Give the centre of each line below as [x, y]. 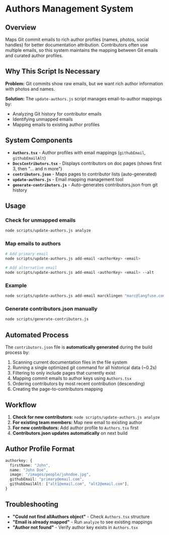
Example [16, 285]
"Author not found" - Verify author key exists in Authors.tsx [75, 527]
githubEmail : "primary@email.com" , [47, 480]
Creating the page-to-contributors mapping [58, 389]
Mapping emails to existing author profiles [56, 125]
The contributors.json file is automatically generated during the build [79, 347]
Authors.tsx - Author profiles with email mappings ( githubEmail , [79, 152]
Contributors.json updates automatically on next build [70, 433]
